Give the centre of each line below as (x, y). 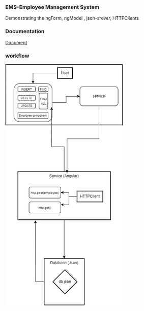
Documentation (25, 32)
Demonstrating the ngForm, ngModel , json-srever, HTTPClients (72, 18)
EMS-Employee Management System (52, 7)
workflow (17, 55)
